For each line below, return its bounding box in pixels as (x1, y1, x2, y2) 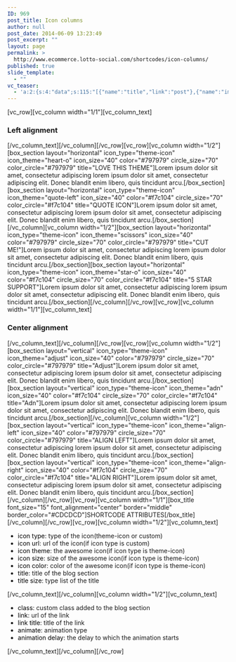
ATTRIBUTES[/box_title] (126, 510, 195, 519)
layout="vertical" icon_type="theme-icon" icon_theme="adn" (45, 383, 223, 392)
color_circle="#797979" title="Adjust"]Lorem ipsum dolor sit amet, (7, 361, 199, 369)
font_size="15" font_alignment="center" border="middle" (7, 503, 173, 511)
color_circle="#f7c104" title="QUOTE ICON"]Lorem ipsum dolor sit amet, (7, 201, 218, 209)
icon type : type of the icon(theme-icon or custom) (17, 531, 163, 540)
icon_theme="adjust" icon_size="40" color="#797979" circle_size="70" (7, 354, 215, 362)
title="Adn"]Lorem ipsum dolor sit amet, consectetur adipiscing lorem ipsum (7, 398, 227, 407)
